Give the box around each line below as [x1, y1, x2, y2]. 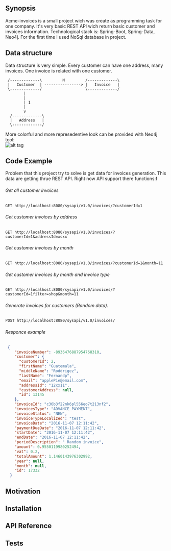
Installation [5, 504, 42, 513]
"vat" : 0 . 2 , [14, 449, 40, 454]
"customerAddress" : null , [18, 387, 74, 392]
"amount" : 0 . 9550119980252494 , [14, 444, 81, 449]
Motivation [5, 487, 41, 495]
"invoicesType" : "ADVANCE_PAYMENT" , [14, 407, 93, 412]
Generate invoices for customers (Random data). [5, 302, 109, 308]
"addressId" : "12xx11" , [18, 383, 70, 388]
